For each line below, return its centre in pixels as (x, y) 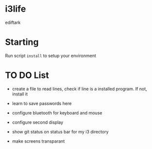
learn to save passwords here (42, 103)
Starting (22, 42)
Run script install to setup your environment (51, 56)
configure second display (38, 122)
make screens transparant (38, 141)
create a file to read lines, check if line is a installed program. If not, (79, 89)
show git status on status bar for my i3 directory (60, 131)
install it (20, 94)
